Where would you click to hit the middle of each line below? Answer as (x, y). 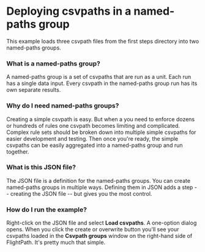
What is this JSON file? (41, 168)
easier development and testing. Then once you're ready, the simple (92, 138)
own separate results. (34, 90)
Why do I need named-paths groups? (63, 106)
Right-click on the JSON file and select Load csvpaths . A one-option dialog (102, 223)
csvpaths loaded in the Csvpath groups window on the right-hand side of (99, 236)
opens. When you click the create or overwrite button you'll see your (93, 229)
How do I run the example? (47, 209)
